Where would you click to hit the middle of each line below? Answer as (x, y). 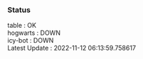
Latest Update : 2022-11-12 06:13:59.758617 (72, 48)
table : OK (22, 26)
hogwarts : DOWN (34, 33)
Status (19, 10)
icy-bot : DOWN (31, 41)
